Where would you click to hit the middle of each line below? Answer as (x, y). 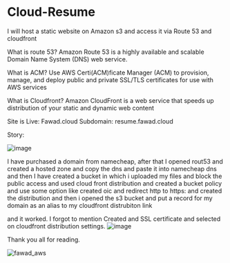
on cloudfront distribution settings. (56, 226)
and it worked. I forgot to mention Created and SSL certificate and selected (114, 219)
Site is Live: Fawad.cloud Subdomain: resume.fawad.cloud (90, 121)
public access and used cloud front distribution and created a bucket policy (115, 183)
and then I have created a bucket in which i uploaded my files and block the (115, 176)
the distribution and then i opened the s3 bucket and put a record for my (110, 198)
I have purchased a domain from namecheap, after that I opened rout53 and (115, 161)
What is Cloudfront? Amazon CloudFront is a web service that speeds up (111, 100)
